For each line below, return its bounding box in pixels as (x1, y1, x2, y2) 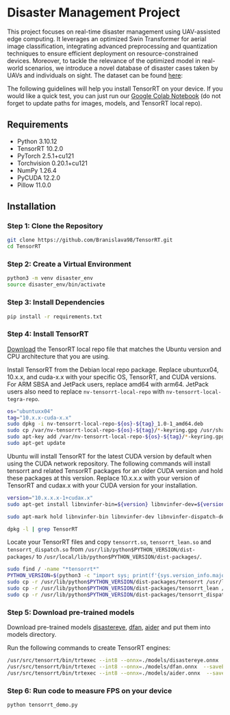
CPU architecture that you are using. (7, 352, 110, 361)
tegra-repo (7, 396, 38, 402)
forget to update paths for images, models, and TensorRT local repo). (7, 99, 203, 107)
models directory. (7, 631, 57, 639)
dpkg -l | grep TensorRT (7, 526, 78, 533)
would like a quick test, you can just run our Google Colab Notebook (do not (7, 91, 221, 100)
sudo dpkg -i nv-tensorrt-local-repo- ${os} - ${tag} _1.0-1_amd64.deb (7, 420, 204, 428)
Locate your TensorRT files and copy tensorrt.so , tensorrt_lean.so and (7, 538, 212, 546)
